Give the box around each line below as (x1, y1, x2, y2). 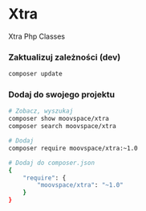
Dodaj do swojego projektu (8, 89, 115, 101)
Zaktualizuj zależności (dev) (8, 52, 121, 63)
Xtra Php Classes (8, 31, 66, 41)
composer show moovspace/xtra (8, 114, 110, 123)
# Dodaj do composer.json (8, 159, 95, 167)
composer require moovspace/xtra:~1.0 (8, 144, 138, 152)
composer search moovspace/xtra (8, 122, 116, 130)
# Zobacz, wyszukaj (8, 107, 74, 115)
